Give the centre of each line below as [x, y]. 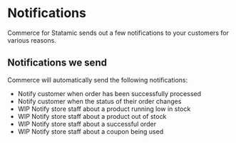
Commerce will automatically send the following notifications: [98, 80]
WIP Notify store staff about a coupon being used [91, 131]
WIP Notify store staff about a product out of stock [92, 116]
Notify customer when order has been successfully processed [109, 93]
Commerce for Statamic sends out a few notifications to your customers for [118, 33]
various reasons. [32, 40]
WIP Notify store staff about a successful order [87, 124]
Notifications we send [57, 63]
